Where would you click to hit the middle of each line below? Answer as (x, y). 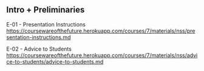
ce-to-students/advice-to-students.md (55, 61)
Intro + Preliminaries (46, 10)
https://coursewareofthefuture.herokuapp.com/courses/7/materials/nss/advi (102, 55)
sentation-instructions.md (39, 37)
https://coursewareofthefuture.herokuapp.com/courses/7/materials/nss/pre (101, 31)
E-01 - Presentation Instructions (46, 24)
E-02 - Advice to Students (39, 49)
